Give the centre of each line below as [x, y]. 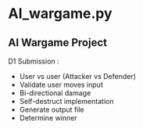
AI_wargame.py [60, 14]
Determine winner [48, 118]
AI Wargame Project [58, 43]
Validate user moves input [61, 84]
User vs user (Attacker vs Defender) [78, 76]
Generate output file [52, 109]
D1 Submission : [34, 61]
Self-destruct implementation [66, 101]
